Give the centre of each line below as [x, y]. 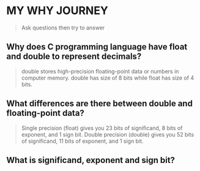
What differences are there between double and [99, 104]
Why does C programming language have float [97, 47]
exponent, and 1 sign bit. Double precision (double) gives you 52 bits [108, 134]
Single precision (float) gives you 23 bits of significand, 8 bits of [102, 128]
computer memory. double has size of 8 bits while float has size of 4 [108, 78]
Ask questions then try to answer [63, 28]
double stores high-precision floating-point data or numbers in [100, 71]
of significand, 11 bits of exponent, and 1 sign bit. [82, 141]
